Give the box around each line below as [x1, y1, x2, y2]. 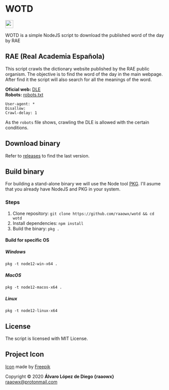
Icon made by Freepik [5, 363, 51, 370]
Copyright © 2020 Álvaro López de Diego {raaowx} [5, 373, 115, 379]
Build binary [5, 167, 45, 176]
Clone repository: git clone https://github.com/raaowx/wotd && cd [12, 210, 154, 216]
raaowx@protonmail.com [5, 378, 58, 385]
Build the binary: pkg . [12, 225, 60, 231]
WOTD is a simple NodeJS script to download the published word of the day [5, 32, 164, 38]
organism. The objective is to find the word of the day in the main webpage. [5, 71, 163, 77]
